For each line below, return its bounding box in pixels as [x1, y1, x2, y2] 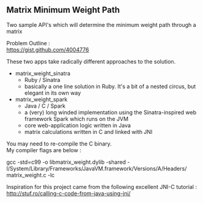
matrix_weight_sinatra [15, 70, 71, 77]
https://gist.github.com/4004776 [6, 46, 90, 53]
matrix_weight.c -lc [6, 171, 55, 179]
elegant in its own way [24, 89, 82, 97]
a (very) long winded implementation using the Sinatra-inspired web [24, 108, 197, 116]
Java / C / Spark [24, 102, 66, 109]
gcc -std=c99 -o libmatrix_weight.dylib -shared [6, 158, 126, 166]
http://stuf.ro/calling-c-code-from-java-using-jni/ [6, 190, 131, 197]
